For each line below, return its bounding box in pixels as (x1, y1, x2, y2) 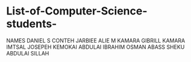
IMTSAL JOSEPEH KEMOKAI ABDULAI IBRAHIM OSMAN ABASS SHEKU (6, 43, 185, 51)
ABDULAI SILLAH (6, 49, 49, 57)
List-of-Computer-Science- (6, 4, 148, 18)
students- (6, 17, 57, 31)
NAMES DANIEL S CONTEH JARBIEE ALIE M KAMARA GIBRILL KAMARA (6, 37, 186, 44)
